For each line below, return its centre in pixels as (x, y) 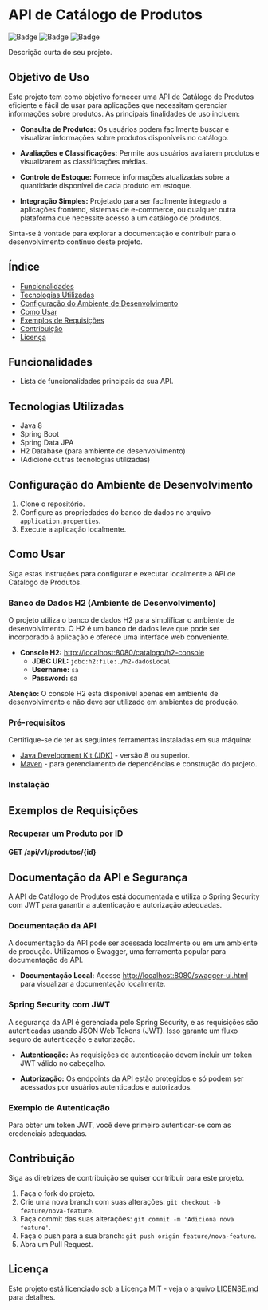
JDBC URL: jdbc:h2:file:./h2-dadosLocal (101, 661)
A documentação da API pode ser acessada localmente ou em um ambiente (133, 943)
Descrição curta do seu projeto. (61, 52)
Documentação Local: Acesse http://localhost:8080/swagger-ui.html (134, 976)
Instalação (29, 785)
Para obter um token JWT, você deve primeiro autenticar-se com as (120, 1125)
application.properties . (60, 521)
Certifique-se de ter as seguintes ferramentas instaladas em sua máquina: (130, 740)
